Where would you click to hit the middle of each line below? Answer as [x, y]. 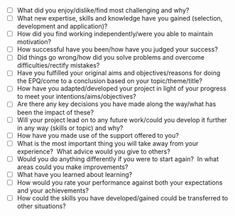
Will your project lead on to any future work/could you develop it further [122, 119]
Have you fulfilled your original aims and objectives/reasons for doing [119, 73]
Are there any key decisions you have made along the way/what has [116, 104]
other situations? [42, 206]
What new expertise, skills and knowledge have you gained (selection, [120, 18]
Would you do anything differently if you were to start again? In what [118, 158]
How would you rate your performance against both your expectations [120, 182]
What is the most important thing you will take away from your [108, 143]
